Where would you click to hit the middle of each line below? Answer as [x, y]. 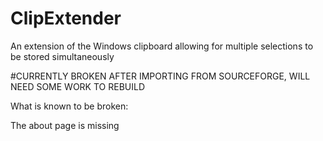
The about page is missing [65, 125]
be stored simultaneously [62, 56]
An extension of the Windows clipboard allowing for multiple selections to [162, 46]
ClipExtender [66, 18]
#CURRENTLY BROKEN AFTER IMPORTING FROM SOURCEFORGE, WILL [160, 76]
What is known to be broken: [69, 106]
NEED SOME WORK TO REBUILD [78, 86]
